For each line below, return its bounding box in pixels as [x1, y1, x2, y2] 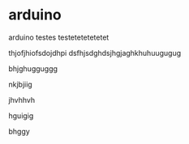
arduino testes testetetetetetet [8, 32, 110, 42]
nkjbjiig [8, 79, 32, 89]
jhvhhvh [8, 95, 35, 104]
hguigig [8, 111, 34, 121]
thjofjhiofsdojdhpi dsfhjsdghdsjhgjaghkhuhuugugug [8, 48, 182, 57]
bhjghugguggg [8, 63, 58, 74]
